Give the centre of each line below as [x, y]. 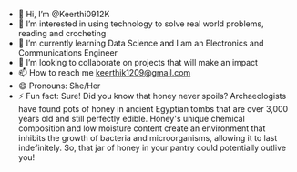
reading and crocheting [62, 33]
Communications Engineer [68, 53]
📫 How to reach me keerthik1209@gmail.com [104, 72]
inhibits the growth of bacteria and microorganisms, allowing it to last [148, 138]
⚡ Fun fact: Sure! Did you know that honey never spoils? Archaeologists [152, 96]
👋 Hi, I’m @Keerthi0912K [64, 14]
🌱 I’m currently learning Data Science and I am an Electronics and [141, 43]
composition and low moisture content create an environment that [142, 128]
